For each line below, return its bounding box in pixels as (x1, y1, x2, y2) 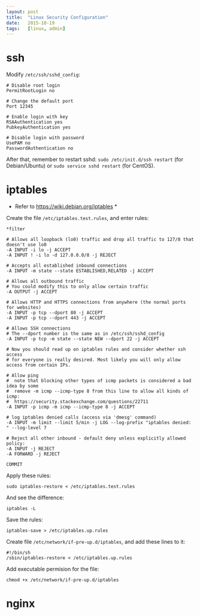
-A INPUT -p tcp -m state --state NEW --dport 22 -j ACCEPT (6, 336, 160, 342)
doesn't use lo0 (6, 242, 47, 248)
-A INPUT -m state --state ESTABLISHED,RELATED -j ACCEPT (6, 268, 154, 274)
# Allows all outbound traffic (6, 279, 84, 285)
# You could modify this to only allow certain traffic (6, 283, 149, 290)
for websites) (6, 304, 42, 311)
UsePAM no (6, 140, 31, 147)
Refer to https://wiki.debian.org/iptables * (14, 203, 118, 210)
